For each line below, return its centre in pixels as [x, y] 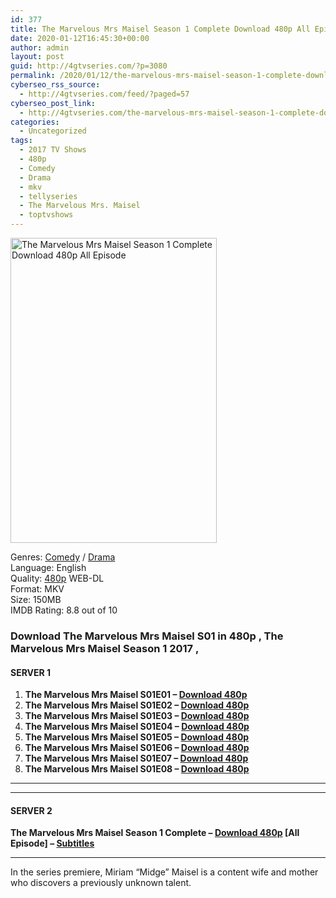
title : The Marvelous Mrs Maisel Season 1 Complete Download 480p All [160, 29]
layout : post [37, 57]
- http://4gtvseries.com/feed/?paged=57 [104, 94]
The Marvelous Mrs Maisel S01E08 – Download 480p [137, 769]
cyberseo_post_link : [53, 103]
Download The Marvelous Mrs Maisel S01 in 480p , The [147, 636]
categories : [35, 122]
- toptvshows [46, 215]
